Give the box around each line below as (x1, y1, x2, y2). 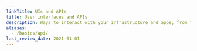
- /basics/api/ (11, 30, 49, 36)
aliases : (6, 25, 28, 31)
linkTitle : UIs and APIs (6, 8, 67, 15)
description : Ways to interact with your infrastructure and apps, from (6, 19, 188, 25)
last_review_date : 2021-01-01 (6, 36, 80, 42)
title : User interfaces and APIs (6, 14, 88, 20)
